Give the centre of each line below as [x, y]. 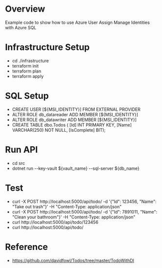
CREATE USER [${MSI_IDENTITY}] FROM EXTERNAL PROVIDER [76, 109]
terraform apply [28, 76]
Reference [26, 247]
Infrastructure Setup [48, 47]
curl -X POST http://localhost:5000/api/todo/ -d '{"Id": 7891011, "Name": [85, 212]
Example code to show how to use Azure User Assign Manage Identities [77, 22]
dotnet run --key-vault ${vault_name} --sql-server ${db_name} [76, 168]
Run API [21, 150]
